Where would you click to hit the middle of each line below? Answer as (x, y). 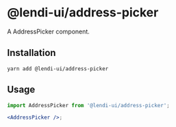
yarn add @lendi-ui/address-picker (58, 69)
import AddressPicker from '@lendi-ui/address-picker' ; (88, 105)
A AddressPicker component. (49, 31)
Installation (32, 53)
